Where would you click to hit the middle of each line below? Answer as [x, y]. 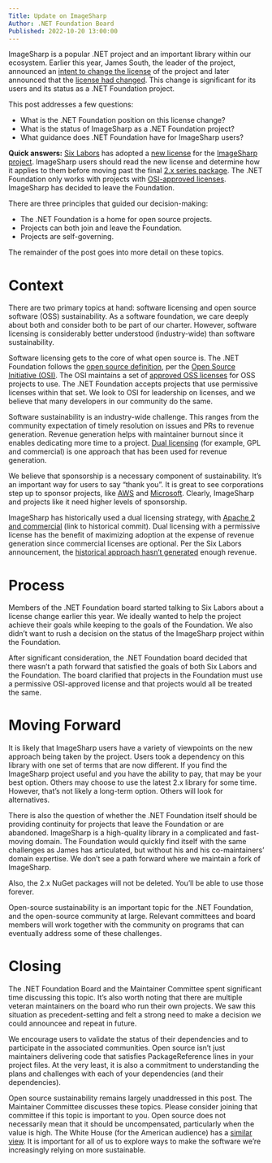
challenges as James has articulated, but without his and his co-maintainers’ [136, 850]
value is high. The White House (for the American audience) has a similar [130, 1133]
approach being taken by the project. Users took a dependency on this [127, 756]
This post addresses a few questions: [71, 105]
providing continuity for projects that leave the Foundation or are [117, 824]
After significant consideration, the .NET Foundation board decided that [128, 658]
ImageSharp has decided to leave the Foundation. [92, 188]
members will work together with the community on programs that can [126, 925]
